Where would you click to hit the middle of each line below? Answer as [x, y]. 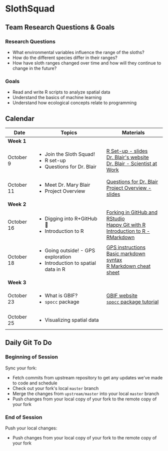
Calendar [20, 118]
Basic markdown [126, 253]
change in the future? [34, 68]
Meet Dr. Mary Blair [67, 185]
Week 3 [17, 282]
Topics [69, 132]
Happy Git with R [126, 225]
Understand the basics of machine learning [57, 98]
